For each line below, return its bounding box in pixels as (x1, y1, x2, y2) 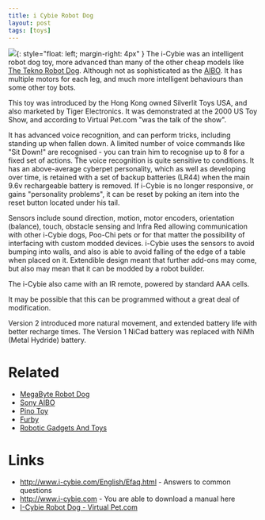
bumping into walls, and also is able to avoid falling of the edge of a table (8, 247, 246, 256)
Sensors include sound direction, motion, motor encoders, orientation (8, 214, 235, 223)
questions (19, 486, 53, 495)
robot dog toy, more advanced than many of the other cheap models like (8, 57, 244, 67)
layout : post (8, 19, 51, 27)
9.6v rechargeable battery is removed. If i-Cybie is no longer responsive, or (8, 181, 254, 191)
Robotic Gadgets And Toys (19, 423, 108, 433)
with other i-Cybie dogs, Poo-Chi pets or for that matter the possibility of (8, 230, 245, 240)
